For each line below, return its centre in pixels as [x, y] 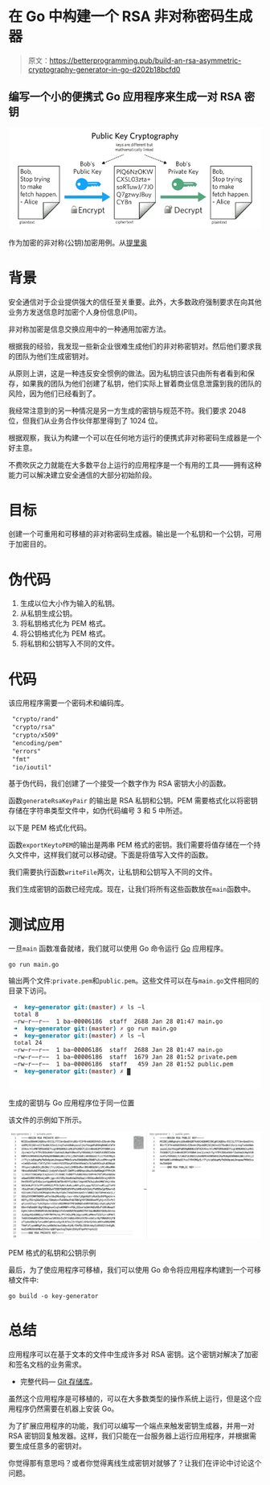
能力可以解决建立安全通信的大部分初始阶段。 [82, 475]
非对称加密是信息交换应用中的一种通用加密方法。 [89, 329]
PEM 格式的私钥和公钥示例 [52, 1252]
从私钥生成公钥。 [48, 613]
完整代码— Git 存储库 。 [59, 1381]
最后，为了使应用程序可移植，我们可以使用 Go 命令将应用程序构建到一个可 [131, 1269]
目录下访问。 [29, 991]
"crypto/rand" [35, 720]
